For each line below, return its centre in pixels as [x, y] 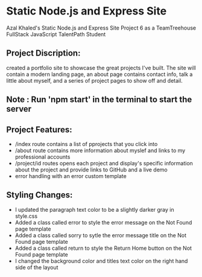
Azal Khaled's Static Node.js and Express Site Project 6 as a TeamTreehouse [101, 28]
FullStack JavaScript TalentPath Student [56, 34]
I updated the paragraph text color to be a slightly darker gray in [94, 209]
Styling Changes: [39, 195]
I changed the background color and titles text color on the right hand [101, 261]
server [19, 109]
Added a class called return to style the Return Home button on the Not [103, 248]
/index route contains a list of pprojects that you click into [86, 144]
